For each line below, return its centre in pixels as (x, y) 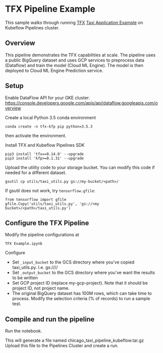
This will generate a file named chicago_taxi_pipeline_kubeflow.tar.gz (74, 340)
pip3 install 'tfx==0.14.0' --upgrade (44, 154)
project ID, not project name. (41, 288)
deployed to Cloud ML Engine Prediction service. (54, 70)
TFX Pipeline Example (50, 9)
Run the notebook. (24, 331)
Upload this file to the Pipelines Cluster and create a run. (62, 346)
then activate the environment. (36, 135)
